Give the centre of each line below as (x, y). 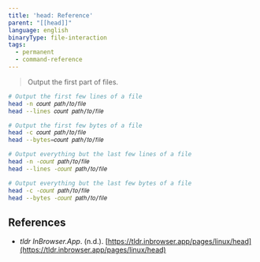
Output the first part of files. (73, 82)
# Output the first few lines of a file (76, 96)
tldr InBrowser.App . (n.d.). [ (64, 241)
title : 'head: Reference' (50, 15)
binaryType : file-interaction (58, 37)
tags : (17, 45)
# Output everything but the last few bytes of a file (100, 183)
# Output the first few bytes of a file (76, 125)
